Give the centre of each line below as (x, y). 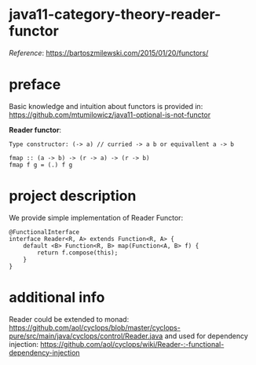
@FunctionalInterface (44, 232)
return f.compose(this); (78, 253)
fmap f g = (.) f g (41, 165)
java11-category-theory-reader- (115, 15)
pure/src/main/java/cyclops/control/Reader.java (86, 336)
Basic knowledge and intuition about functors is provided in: (106, 106)
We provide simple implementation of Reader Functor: (96, 217)
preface (35, 85)
